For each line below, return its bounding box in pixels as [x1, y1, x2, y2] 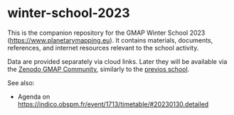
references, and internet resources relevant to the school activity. [7, 43, 199, 52]
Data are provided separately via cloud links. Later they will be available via [7, 57, 228, 65]
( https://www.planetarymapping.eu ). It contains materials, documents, [7, 35, 213, 44]
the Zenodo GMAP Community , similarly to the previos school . [7, 65, 190, 73]
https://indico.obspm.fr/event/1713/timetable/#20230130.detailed [17, 99, 209, 108]
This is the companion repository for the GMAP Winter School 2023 [7, 28, 206, 37]
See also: [7, 78, 35, 87]
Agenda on [17, 92, 50, 101]
